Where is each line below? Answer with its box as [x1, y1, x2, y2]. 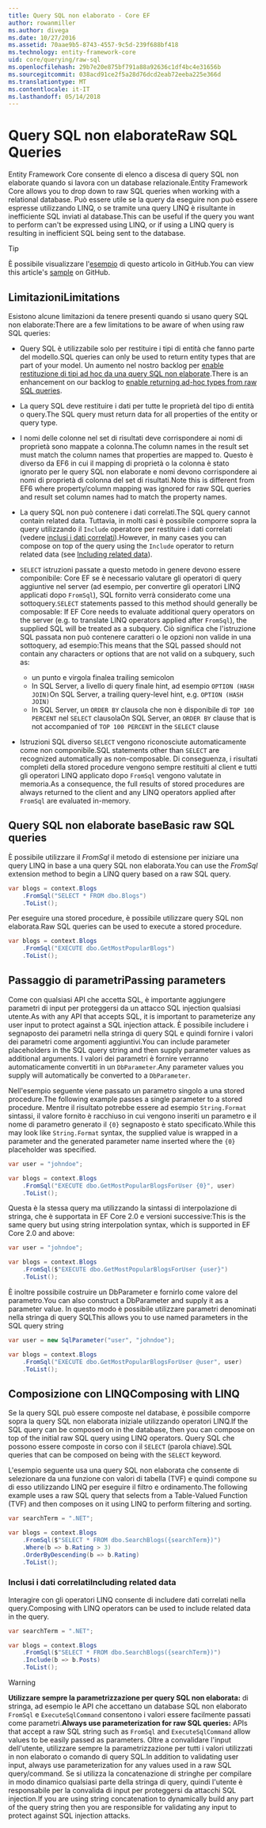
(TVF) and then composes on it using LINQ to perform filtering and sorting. [8, 1499, 252, 1509]
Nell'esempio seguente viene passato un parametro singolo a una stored [8, 1085, 245, 1095]
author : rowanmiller [8, 19, 77, 27]
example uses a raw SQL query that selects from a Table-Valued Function [8, 1491, 248, 1500]
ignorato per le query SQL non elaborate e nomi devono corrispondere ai [19, 467, 257, 476]
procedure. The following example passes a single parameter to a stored [8, 1094, 243, 1104]
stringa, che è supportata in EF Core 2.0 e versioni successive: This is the [8, 1212, 246, 1222]
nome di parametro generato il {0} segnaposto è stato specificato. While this [8, 1119, 256, 1129]
